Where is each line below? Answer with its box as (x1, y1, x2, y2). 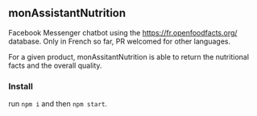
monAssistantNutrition (8, 6, 126, 20)
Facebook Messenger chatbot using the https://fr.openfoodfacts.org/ (8, 27, 238, 37)
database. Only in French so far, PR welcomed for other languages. (8, 36, 231, 46)
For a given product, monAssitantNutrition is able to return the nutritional (8, 52, 250, 61)
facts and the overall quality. (8, 60, 102, 70)
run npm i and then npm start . (8, 99, 107, 109)
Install (8, 81, 34, 92)
